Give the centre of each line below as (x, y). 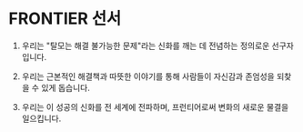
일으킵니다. (41, 118)
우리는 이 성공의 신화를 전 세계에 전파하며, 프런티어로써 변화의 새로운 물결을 (155, 107)
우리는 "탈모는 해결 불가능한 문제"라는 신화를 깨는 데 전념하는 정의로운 (146, 46)
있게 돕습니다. (66, 87)
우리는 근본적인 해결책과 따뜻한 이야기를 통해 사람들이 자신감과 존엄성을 (148, 76)
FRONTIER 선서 (65, 19)
